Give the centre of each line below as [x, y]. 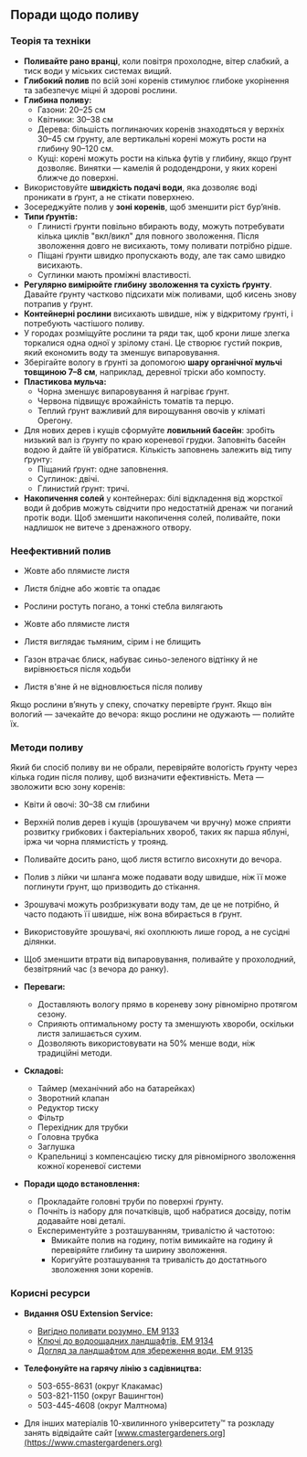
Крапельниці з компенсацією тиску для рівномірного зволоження [166, 1156]
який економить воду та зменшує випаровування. [122, 352]
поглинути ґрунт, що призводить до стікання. [112, 887]
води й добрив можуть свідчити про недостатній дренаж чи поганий [158, 507]
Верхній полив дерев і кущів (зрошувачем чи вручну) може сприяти [157, 823]
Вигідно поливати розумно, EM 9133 [108, 1331]
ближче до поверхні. [78, 177]
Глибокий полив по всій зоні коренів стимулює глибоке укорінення [156, 80]
